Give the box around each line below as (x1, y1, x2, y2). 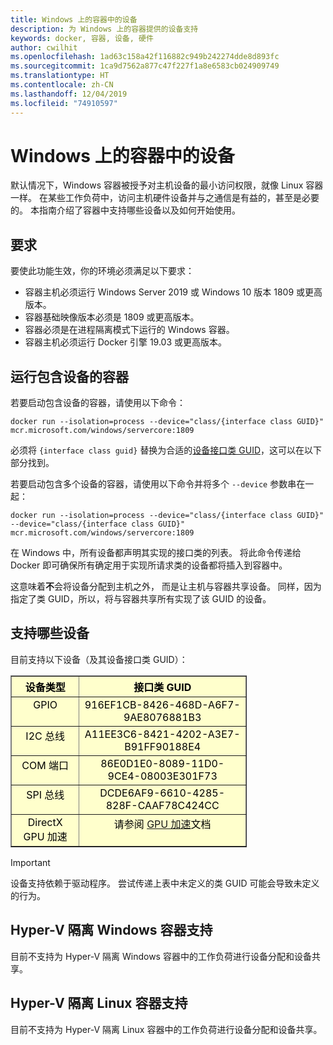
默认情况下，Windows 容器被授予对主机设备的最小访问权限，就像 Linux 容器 (10, 179, 324, 191)
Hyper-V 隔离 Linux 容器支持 (10, 995, 188, 1012)
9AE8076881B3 (123, 710, 202, 724)
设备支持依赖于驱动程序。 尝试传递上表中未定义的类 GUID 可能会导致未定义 (10, 877, 320, 889)
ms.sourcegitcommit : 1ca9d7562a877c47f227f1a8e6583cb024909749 (10, 61, 280, 71)
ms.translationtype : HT (10, 71, 110, 81)
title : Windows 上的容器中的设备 (10, 14, 138, 25)
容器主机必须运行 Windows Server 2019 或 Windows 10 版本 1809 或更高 (24, 286, 323, 298)
